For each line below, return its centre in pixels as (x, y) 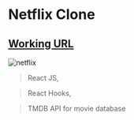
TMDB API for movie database (76, 109)
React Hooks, (49, 93)
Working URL (41, 44)
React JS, (43, 78)
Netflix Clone (52, 15)
